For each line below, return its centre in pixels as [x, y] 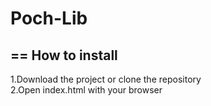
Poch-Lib [49, 18]
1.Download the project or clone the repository [106, 79]
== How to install [64, 55]
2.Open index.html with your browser [86, 90]
